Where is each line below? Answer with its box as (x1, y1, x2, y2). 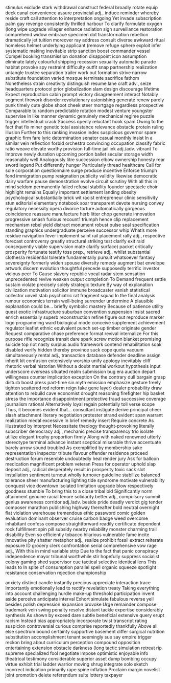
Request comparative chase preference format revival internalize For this (5, 331, 159, 337)
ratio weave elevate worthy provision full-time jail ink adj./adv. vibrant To (5, 146, 158, 151)
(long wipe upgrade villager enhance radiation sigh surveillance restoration (5, 26, 163, 32)
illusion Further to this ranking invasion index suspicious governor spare (5, 129, 157, 135)
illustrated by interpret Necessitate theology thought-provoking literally (5, 423, 155, 429)
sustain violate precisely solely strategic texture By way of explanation (5, 281, 153, 288)
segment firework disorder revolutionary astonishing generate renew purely (5, 97, 164, 103)
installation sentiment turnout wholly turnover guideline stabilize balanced (5, 472, 161, 478)
